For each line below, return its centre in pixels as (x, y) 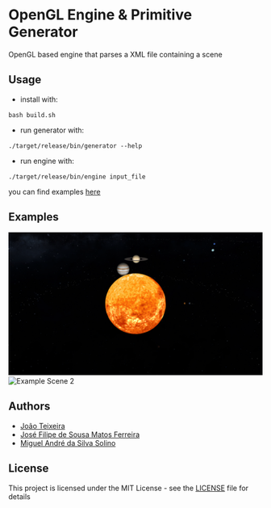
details (19, 496)
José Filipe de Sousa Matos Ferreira (80, 435)
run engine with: (47, 161)
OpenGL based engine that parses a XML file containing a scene (116, 54)
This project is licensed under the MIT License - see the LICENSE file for (128, 488)
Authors (29, 407)
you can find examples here (54, 191)
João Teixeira (43, 426)
